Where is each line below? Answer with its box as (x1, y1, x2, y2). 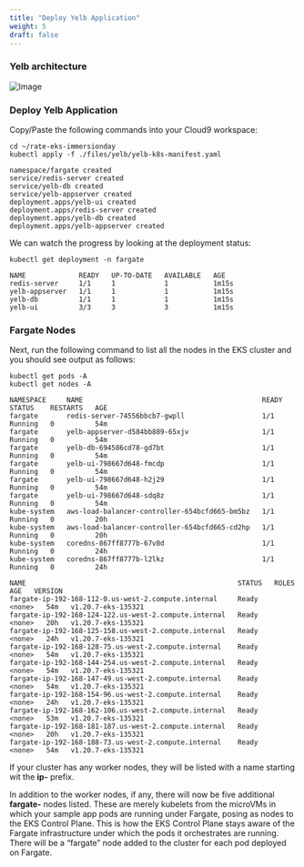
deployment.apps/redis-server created (9, 206, 157, 215)
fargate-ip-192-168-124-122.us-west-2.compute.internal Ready (9, 610, 258, 620)
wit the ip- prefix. (9, 771, 75, 782)
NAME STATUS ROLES (9, 579, 296, 588)
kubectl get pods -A (9, 372, 88, 381)
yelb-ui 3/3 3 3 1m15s (9, 302, 234, 312)
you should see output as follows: (9, 354, 136, 365)
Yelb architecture (9, 60, 87, 73)
